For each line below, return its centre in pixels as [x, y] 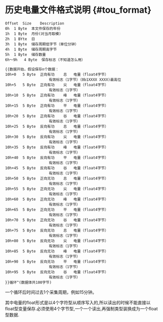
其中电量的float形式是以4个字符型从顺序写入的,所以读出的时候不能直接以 [78, 302]
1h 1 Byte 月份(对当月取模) [33, 34]
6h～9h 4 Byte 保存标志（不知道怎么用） [45, 60]
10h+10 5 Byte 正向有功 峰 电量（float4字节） [57, 95]
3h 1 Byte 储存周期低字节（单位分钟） [42, 44]
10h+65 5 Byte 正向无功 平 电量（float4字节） [57, 209]
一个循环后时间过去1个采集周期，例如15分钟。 [51, 292]
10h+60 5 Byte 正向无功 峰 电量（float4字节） [57, 199]
